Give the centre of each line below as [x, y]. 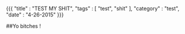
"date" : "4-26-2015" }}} [35, 15]
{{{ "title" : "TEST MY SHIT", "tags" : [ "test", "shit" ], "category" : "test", [93, 8]
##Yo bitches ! [23, 26]
